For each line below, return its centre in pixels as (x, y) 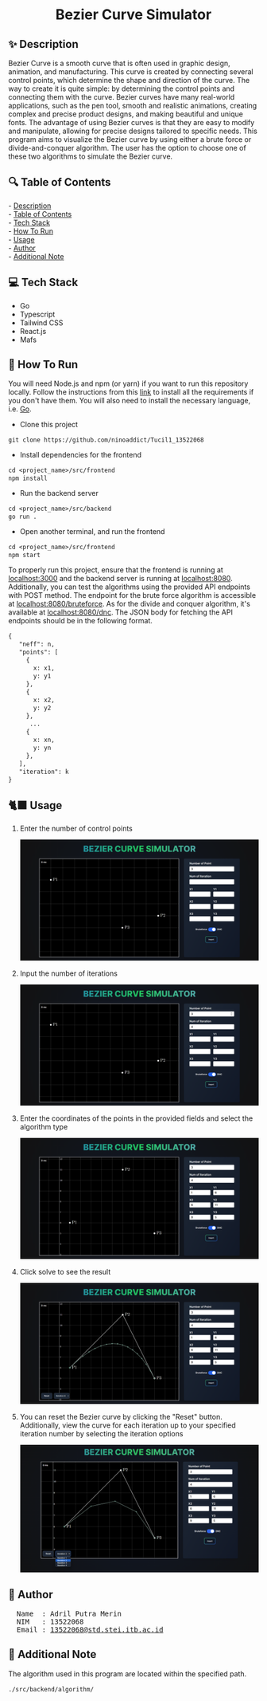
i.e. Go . (20, 409)
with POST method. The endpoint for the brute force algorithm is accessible (132, 595)
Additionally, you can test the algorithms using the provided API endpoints (129, 587)
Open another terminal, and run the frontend (92, 532)
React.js (33, 331)
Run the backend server (59, 493)
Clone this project (48, 425)
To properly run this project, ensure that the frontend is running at (116, 570)
